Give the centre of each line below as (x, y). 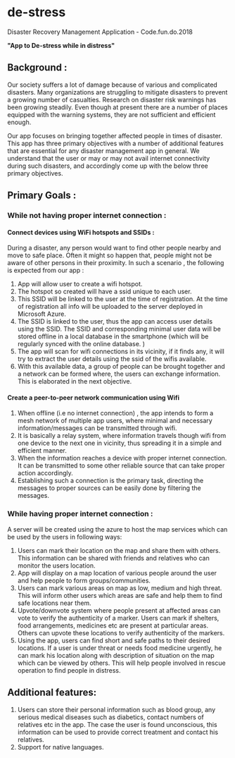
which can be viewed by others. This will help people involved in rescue (122, 663)
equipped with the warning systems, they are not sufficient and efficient (112, 114)
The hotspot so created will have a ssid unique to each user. (104, 292)
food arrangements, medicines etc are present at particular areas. (113, 625)
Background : (37, 68)
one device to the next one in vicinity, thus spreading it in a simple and (119, 443)
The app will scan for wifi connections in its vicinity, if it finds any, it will (121, 352)
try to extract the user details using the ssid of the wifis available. (112, 359)
